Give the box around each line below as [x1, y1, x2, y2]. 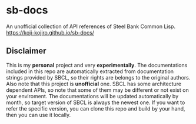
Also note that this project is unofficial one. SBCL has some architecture [6, 80, 181, 87]
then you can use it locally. [6, 111, 71, 118]
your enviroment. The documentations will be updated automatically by [6, 92, 179, 99]
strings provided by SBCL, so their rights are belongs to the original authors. [6, 74, 191, 81]
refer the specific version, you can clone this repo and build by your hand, [6, 105, 185, 112]
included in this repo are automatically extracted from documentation [6, 68, 174, 75]
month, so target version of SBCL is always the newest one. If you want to [6, 99, 185, 106]
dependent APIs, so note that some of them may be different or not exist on [6, 86, 190, 94]
